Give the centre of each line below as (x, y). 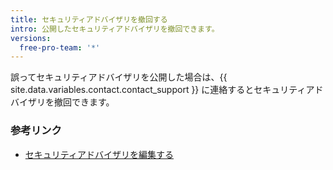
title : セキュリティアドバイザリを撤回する (89, 19)
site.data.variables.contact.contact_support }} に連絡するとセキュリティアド (167, 90)
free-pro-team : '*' (60, 47)
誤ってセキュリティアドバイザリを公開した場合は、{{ (119, 77)
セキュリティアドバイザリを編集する (99, 154)
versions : (31, 38)
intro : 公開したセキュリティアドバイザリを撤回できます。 (115, 29)
